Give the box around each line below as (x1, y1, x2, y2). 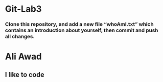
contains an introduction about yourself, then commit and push (5, 27, 158, 34)
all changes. (5, 33, 35, 40)
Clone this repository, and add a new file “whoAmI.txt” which (5, 21, 154, 28)
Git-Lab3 (5, 3, 42, 15)
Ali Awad (5, 51, 42, 62)
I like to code (5, 70, 45, 79)
